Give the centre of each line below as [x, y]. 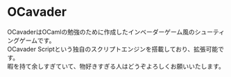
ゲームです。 [37, 40]
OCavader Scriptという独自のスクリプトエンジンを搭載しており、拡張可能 [113, 49]
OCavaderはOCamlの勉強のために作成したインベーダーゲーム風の [101, 32]
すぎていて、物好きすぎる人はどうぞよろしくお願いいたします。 [134, 66]
